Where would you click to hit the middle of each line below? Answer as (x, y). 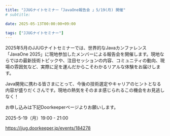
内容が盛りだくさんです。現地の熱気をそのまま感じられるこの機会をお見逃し (85, 90)
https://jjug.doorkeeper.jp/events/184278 (48, 128)
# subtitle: (18, 15)
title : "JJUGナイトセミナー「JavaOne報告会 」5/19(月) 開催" (65, 10)
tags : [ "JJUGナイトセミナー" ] (35, 33)
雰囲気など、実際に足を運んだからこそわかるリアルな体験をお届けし (85, 67)
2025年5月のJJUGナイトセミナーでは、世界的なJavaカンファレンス (76, 48)
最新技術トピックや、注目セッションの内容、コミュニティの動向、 (92, 61)
